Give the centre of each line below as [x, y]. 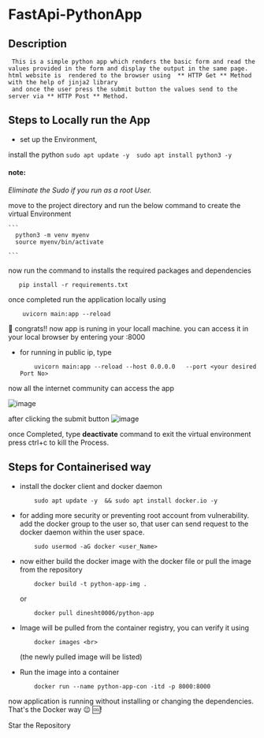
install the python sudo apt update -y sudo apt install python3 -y [120, 155]
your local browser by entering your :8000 [77, 337]
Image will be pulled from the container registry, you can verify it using [134, 628]
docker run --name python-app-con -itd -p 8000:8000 [123, 686]
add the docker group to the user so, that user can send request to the [134, 524]
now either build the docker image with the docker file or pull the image [136, 561]
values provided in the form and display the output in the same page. [128, 69]
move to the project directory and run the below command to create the [125, 206]
